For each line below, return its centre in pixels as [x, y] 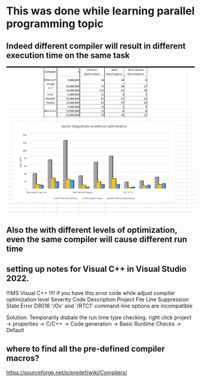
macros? [23, 358]
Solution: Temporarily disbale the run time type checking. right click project [99, 317]
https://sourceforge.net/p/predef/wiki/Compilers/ [67, 372]
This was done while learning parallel [100, 11]
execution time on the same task [68, 55]
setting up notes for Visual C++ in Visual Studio [96, 269]
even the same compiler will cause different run [97, 239]
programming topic [55, 24]
